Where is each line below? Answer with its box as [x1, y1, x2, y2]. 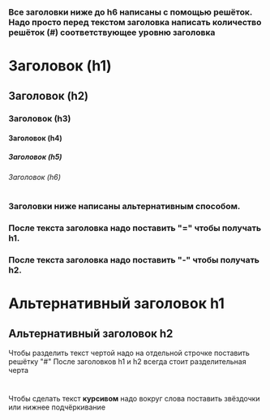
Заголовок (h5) [8, 152, 62, 161]
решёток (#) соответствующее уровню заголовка [8, 27, 216, 38]
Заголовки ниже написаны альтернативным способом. [8, 201, 241, 212]
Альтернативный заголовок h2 [8, 327, 174, 341]
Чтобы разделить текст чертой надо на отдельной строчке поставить [8, 348, 250, 358]
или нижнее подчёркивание [8, 402, 106, 412]
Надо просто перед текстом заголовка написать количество [8, 16, 262, 28]
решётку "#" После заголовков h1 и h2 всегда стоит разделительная [8, 357, 246, 366]
